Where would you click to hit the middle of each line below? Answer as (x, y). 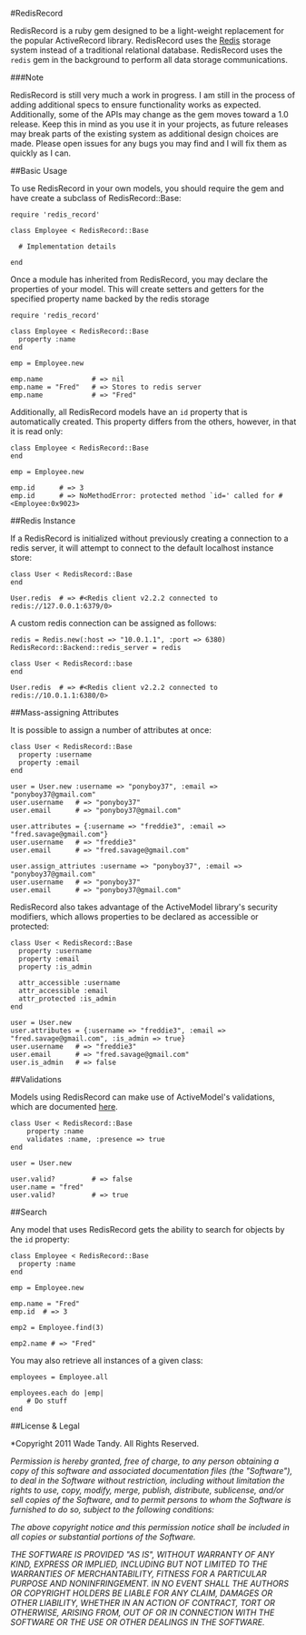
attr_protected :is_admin (68, 999)
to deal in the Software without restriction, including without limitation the (148, 1480)
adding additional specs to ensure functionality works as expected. (136, 105)
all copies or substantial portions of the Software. (103, 1537)
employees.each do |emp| (57, 1393)
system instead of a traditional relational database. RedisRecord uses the (147, 50)
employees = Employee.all (59, 1377)
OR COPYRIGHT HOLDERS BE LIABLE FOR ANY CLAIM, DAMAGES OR (142, 1593)
